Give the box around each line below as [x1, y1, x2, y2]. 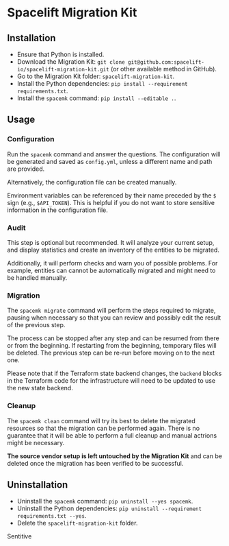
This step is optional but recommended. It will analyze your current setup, [7, 238, 215, 246]
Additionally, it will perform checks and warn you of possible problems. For [7, 259, 218, 267]
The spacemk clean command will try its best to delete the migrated [7, 416, 196, 425]
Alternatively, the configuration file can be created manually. [7, 178, 177, 186]
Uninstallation [7, 479, 68, 490]
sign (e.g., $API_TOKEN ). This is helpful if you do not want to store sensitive [7, 198, 215, 206]
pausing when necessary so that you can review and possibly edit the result [7, 313, 221, 322]
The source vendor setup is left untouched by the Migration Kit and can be [7, 451, 222, 460]
